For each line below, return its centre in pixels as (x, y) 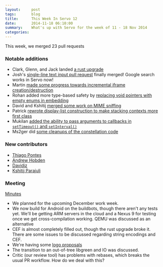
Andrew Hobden (29, 160)
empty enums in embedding (40, 101)
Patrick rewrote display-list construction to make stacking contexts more (85, 111)
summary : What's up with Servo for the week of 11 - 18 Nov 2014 (76, 28)
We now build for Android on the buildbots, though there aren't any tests (85, 208)
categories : (17, 32)
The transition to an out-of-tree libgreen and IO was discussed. (75, 250)
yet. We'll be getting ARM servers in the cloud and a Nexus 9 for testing (84, 213)
